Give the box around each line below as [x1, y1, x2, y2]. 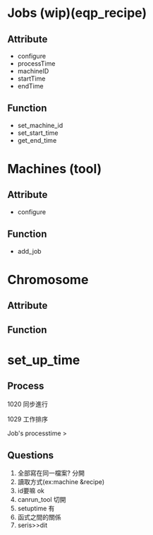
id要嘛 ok [17, 486, 44, 495]
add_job [17, 247, 42, 255]
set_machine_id [17, 121, 63, 129]
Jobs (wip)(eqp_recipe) [7, 5, 147, 21]
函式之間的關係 [17, 513, 61, 522]
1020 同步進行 [7, 399, 48, 408]
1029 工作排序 [7, 415, 48, 423]
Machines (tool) [7, 161, 102, 177]
